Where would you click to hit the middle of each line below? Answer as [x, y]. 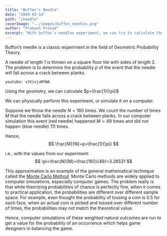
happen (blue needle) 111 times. [37, 126]
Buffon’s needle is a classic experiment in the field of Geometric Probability [82, 47]
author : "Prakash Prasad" [32, 28]
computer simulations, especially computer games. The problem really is [80, 182]
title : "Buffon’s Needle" [32, 10]
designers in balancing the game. [39, 228]
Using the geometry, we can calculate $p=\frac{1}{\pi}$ [62, 91]
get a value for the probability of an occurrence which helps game [73, 223]
